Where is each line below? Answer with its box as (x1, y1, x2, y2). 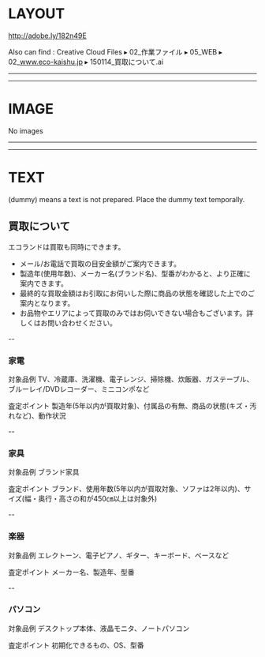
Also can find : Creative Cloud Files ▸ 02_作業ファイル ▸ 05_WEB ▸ (8, 47, 223, 56)
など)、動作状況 (14, 411, 67, 420)
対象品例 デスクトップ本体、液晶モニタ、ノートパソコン (8, 623, 190, 633)
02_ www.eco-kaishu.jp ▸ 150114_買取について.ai (8, 57, 164, 66)
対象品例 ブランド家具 (8, 467, 80, 477)
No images (8, 126, 43, 135)
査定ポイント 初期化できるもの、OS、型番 (8, 640, 144, 650)
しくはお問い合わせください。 (19, 317, 117, 328)
